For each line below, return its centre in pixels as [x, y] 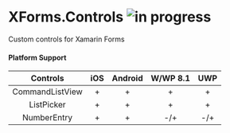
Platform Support [37, 57]
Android [127, 78]
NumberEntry [48, 118]
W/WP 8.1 [171, 78]
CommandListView [48, 92]
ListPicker [47, 105]
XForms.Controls [66, 17]
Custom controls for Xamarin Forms [66, 39]
